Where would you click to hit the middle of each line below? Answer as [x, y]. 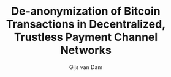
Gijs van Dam [86, 67]
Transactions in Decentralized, [86, 24]
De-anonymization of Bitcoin [86, 11]
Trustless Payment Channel [86, 37]
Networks [86, 50]
